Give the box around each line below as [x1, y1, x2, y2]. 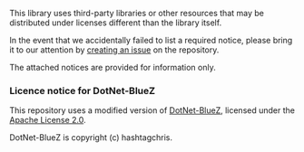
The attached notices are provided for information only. [9, 62, 216, 72]
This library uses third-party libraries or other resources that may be [9, 8, 265, 18]
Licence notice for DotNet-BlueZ [9, 84, 156, 97]
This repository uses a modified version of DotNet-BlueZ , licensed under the [9, 105, 295, 116]
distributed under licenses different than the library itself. [9, 17, 222, 28]
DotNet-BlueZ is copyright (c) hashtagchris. [9, 132, 172, 143]
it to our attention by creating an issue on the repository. [9, 44, 220, 55]
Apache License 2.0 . [9, 115, 86, 126]
